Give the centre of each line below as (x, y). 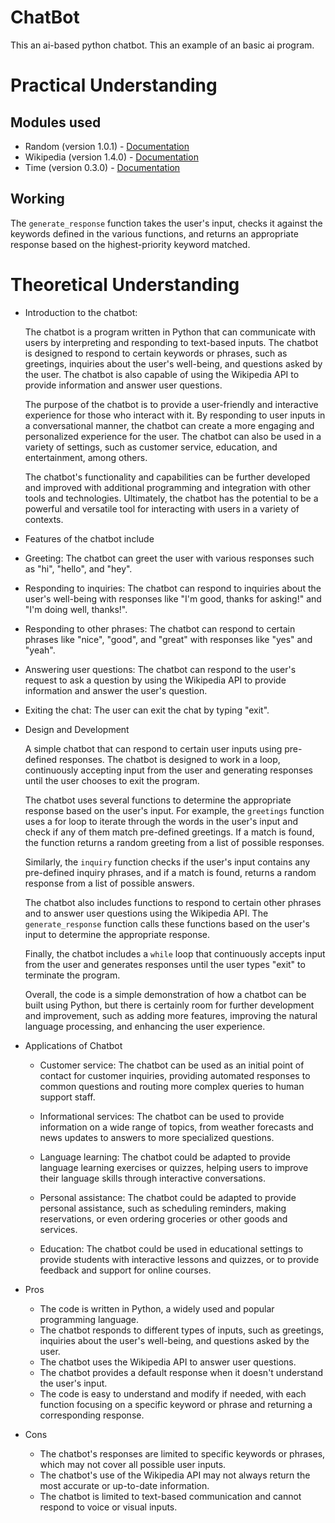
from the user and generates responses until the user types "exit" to (165, 964)
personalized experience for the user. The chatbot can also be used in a (173, 436)
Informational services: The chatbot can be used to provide (162, 1116)
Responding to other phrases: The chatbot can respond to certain (160, 628)
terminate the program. (72, 975)
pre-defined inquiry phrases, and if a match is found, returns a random (170, 872)
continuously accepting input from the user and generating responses (168, 770)
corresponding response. (92, 1415)
